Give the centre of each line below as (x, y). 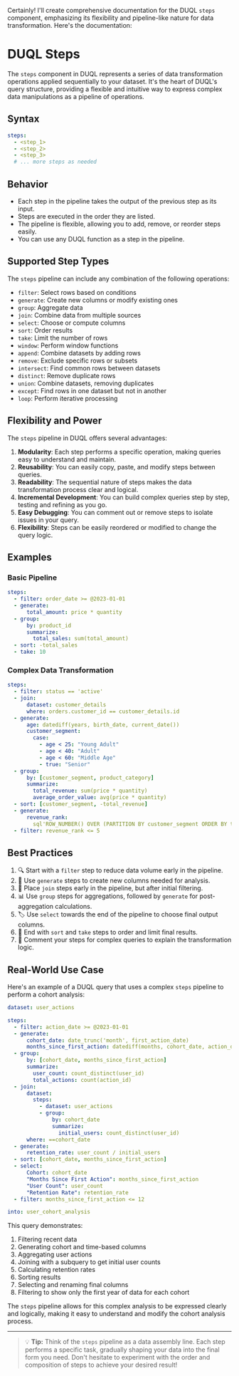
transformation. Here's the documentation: (70, 25)
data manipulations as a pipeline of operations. (76, 96)
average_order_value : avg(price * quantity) (100, 798)
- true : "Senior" (65, 764)
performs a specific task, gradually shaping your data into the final (122, 1350)
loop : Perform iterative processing (68, 398)
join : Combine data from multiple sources (79, 315)
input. (26, 209)
